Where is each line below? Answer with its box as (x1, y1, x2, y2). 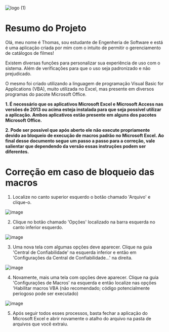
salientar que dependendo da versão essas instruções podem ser (5, 143, 146, 149)
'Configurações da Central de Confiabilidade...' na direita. (12, 254, 133, 261)
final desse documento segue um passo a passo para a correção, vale (5, 137, 155, 144)
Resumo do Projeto (5, 23, 87, 34)
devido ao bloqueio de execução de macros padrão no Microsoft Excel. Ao (5, 132, 164, 138)
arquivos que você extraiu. (12, 321, 68, 327)
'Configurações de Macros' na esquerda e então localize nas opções (12, 279, 157, 286)
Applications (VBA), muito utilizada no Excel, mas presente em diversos (5, 86, 154, 92)
